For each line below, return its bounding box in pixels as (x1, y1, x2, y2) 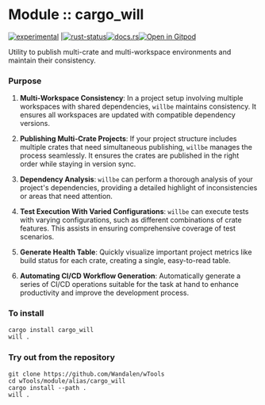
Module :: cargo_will (8, 6, 144, 24)
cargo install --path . (8, 384, 87, 392)
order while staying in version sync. (19, 159, 136, 169)
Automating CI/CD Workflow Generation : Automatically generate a (19, 271, 241, 281)
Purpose (8, 75, 42, 86)
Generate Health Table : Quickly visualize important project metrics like (19, 247, 252, 257)
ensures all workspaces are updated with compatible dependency (19, 110, 236, 120)
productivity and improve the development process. (19, 288, 189, 298)
